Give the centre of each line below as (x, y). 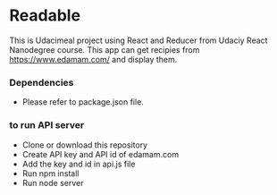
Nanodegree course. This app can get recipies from (105, 49)
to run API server (47, 125)
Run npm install (50, 173)
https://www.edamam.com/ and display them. (93, 59)
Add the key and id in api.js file (79, 164)
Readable (45, 16)
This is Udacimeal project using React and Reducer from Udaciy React (138, 40)
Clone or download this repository (85, 145)
